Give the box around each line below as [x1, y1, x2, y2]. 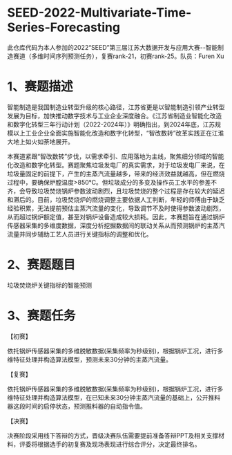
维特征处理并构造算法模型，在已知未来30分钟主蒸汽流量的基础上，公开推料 [7, 393, 221, 402]
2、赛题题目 [7, 257, 76, 272]
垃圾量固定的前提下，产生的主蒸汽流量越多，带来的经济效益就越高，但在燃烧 [7, 169, 225, 178]
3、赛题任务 [7, 308, 76, 323]
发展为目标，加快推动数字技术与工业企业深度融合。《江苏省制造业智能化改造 [7, 111, 222, 120]
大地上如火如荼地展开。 [7, 137, 74, 146]
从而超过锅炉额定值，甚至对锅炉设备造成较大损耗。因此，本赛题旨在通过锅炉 [7, 212, 225, 221]
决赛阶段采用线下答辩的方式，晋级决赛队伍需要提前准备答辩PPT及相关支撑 [7, 431, 219, 440]
